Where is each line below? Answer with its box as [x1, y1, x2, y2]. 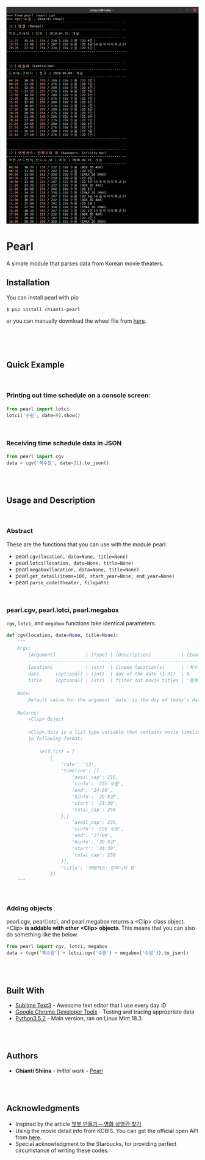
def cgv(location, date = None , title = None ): [6, 632, 119, 639]
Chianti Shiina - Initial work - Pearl [15, 1067, 103, 1074]
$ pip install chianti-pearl [6, 306, 81, 312]
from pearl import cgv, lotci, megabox [6, 944, 108, 950]
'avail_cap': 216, [71, 774, 119, 781]
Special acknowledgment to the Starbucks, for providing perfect [15, 1140, 177, 1147]
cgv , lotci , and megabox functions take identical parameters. [6, 620, 157, 627]
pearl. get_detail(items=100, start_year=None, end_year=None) [15, 572, 175, 579]
